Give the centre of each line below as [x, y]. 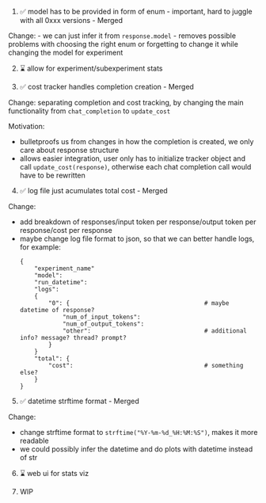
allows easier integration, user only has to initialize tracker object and [132, 158]
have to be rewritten [52, 175]
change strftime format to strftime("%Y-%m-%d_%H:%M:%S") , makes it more [139, 432]
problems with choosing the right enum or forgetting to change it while [123, 44]
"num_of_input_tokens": [101, 317]
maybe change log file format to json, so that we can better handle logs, [137, 238]
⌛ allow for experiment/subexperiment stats [91, 68]
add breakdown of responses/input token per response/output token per [138, 222]
